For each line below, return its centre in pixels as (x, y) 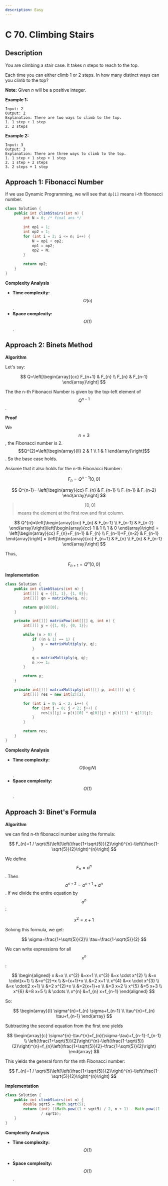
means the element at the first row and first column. (71, 513)
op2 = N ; (41, 250)
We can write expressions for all (38, 949)
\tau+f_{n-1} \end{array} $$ (84, 1016)
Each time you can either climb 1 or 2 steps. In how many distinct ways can (82, 75)
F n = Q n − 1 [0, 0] (84, 479)
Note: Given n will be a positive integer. (46, 90)
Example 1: (17, 100)
